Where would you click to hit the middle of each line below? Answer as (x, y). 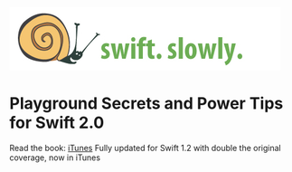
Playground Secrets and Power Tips (146, 104)
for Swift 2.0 (57, 123)
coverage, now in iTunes (55, 158)
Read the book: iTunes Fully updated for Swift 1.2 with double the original (146, 148)
